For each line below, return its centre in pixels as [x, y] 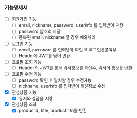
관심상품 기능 [24, 92]
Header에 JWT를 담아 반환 [45, 56]
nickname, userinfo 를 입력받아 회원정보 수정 [62, 86]
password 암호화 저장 [40, 31]
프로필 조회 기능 [26, 62]
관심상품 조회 [24, 104]
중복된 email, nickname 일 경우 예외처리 [57, 37]
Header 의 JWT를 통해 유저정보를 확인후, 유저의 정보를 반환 [76, 68]
